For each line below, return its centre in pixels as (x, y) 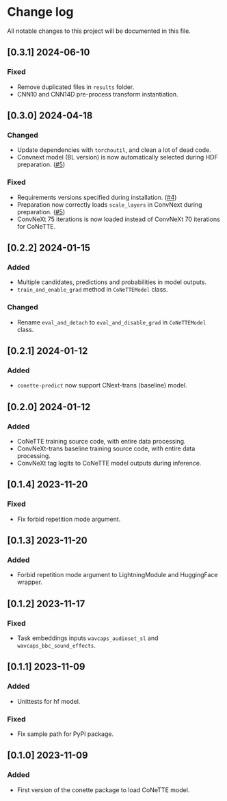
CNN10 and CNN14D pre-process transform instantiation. (97, 94)
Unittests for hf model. (49, 701)
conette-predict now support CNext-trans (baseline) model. (102, 385)
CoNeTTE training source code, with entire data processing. (101, 441)
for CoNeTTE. (36, 226)
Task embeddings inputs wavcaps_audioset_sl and (88, 638)
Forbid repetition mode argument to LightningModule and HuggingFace (117, 575)
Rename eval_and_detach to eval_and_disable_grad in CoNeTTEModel (111, 322)
